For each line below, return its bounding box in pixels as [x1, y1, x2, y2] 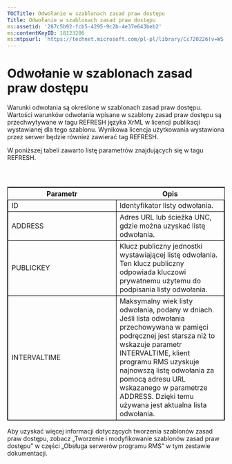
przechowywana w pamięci [119, 323, 209, 332]
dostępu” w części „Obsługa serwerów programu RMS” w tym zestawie [7, 442, 211, 450]
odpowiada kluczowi [119, 267, 186, 277]
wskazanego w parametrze [119, 383, 208, 393]
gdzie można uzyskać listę [119, 221, 206, 231]
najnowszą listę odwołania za [119, 366, 215, 375]
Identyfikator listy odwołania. [119, 201, 213, 211]
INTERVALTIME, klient [119, 348, 191, 358]
